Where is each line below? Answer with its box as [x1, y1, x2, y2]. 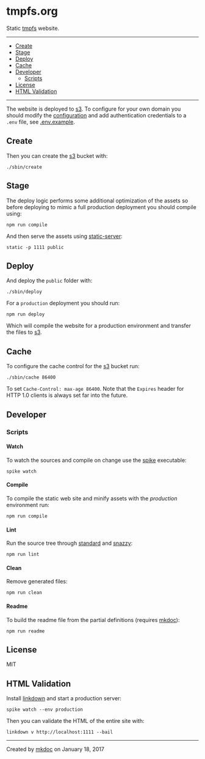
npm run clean [6, 590, 43, 596]
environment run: [6, 501, 50, 508]
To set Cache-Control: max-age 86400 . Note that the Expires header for [6, 385, 184, 393]
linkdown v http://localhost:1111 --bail [6, 729, 113, 735]
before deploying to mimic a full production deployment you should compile [6, 203, 196, 210]
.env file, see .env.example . [6, 118, 75, 125]
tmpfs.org [6, 4, 58, 18]
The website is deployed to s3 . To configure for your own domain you [6, 105, 181, 113]
